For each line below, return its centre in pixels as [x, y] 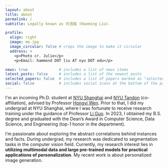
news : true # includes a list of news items [67, 70]
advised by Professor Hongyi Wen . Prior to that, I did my [86, 103]
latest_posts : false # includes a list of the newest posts [73, 74]
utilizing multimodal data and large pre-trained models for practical [76, 150]
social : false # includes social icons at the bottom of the [81, 84]
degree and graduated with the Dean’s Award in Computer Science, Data [80, 119]
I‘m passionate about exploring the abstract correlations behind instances [81, 134]
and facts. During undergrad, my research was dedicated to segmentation [81, 139]
